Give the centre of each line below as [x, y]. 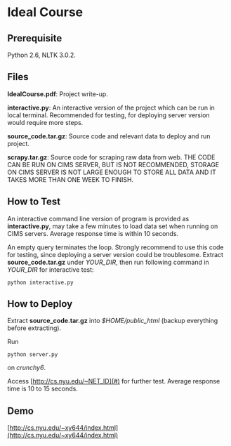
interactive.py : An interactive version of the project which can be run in [111, 107]
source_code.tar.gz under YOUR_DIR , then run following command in [108, 262]
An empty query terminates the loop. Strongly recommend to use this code [115, 247]
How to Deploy [40, 304]
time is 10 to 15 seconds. [43, 389]
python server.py [33, 355]
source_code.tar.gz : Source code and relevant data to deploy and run [109, 136]
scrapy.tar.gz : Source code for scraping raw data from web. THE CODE [111, 157]
